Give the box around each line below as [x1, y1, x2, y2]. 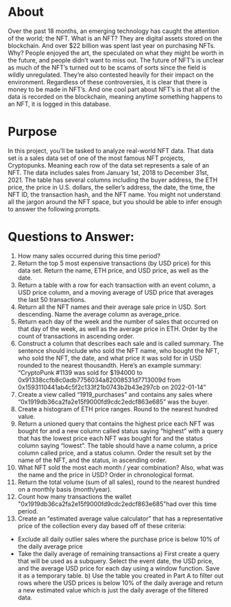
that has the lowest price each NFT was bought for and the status [17, 434, 204, 442]
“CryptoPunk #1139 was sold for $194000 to [17, 368, 143, 376]
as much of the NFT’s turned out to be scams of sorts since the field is [8, 63, 207, 71]
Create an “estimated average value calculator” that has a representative [17, 514, 223, 523]
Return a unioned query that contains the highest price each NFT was [17, 420, 215, 428]
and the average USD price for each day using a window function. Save [17, 564, 220, 572]
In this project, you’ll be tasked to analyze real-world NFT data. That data [8, 146, 215, 154]
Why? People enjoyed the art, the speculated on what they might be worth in [8, 49, 224, 57]
